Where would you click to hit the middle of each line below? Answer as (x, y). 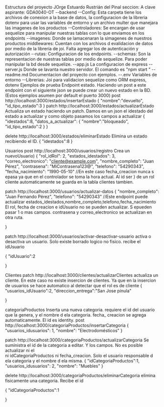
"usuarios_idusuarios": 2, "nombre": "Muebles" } (54, 366)
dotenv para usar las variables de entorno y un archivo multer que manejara (82, 23)
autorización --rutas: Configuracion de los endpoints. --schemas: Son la (78, 54)
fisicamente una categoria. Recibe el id (44, 381)
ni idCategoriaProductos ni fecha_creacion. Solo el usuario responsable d (79, 356)
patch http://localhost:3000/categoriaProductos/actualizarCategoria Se (77, 340)
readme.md (17, 75)
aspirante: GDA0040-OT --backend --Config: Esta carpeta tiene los (73, 12)
